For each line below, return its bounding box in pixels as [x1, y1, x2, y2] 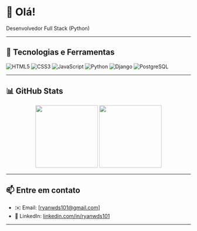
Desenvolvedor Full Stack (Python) [6, 25, 90, 32]
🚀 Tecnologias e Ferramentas [6, 47, 115, 58]
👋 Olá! [6, 5, 36, 19]
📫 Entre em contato [6, 185, 80, 195]
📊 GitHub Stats [6, 86, 63, 96]
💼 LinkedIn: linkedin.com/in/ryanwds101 [14, 213, 110, 220]
